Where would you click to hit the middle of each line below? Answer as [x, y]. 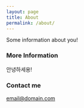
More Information [32, 56]
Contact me [24, 85]
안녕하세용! [19, 69]
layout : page [22, 12]
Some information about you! [42, 40]
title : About [22, 17]
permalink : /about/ [31, 23]
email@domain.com [31, 98]
